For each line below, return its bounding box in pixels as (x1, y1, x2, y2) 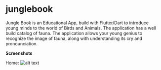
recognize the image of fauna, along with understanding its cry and (5, 35, 143, 41)
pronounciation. (5, 40, 38, 46)
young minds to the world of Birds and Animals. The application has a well (5, 25, 156, 31)
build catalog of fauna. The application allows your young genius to (5, 30, 143, 36)
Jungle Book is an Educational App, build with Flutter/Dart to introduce (5, 20, 149, 26)
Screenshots (5, 50, 33, 56)
